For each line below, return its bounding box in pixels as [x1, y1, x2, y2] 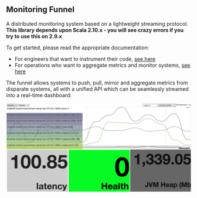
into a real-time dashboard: [6, 91, 72, 98]
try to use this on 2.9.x [6, 32, 63, 40]
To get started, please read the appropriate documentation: [6, 44, 150, 51]
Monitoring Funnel [6, 5, 75, 15]
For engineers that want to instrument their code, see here [14, 55, 156, 62]
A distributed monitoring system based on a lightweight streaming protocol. [6, 20, 189, 27]
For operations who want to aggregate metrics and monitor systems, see [14, 62, 191, 69]
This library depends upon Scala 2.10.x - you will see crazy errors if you [6, 26, 184, 33]
